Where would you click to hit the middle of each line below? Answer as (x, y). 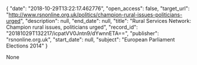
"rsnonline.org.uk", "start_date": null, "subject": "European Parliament (91, 40)
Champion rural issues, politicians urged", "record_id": (72, 27)
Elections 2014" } (27, 46)
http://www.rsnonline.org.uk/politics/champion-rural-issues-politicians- (96, 15)
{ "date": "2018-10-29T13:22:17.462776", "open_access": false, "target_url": (98, 8)
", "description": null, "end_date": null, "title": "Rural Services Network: (106, 21)
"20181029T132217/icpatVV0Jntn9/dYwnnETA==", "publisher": (83, 33)
